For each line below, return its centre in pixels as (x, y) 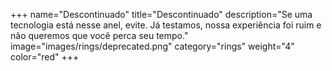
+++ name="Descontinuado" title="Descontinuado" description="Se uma (161, 14)
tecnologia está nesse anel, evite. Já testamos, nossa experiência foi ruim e (166, 25)
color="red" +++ (45, 57)
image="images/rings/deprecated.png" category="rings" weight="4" (152, 46)
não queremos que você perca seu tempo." (99, 35)
